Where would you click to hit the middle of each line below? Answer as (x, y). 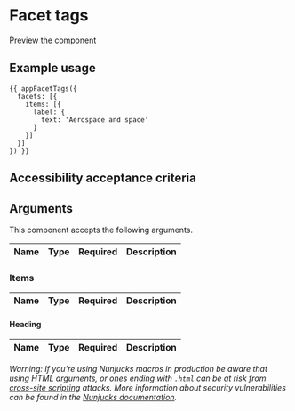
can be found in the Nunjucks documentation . (93, 398)
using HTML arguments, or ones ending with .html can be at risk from (138, 378)
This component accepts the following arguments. (101, 230)
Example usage (52, 68)
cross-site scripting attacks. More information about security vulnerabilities (148, 388)
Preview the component (53, 40)
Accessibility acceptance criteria (103, 178)
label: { (49, 112)
